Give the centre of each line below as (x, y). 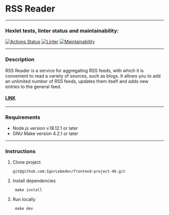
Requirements (23, 117)
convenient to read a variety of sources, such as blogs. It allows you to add (83, 76)
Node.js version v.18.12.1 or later (45, 128)
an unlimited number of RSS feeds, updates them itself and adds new (77, 81)
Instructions (21, 151)
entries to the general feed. (33, 87)
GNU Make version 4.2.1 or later (45, 133)
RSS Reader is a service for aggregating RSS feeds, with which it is (75, 70)
